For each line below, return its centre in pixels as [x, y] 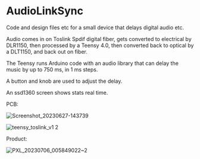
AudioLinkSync [45, 11]
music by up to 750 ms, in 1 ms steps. [52, 69]
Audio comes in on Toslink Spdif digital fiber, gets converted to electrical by [99, 39]
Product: [17, 139]
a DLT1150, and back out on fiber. [47, 51]
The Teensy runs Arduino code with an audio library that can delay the [92, 63]
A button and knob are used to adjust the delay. [64, 81]
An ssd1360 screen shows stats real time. [57, 92]
